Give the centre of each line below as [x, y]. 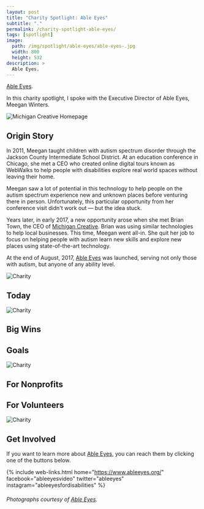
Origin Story [30, 136]
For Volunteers [35, 405]
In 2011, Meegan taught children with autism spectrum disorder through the [101, 151]
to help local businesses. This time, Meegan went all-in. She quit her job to [100, 233]
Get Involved [31, 439]
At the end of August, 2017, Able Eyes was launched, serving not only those [102, 258]
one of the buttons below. [39, 461]
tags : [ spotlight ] [30, 35]
